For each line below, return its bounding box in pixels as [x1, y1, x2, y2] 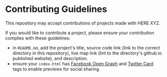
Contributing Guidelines [5, 3, 107, 15]
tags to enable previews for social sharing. [12, 66, 100, 72]
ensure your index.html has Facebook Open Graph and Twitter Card [12, 60, 154, 66]
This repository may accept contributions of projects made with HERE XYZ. [5, 20, 160, 26]
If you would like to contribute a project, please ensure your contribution [5, 29, 154, 35]
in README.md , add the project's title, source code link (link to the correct [12, 44, 160, 50]
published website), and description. [12, 55, 88, 61]
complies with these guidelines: [5, 35, 71, 41]
